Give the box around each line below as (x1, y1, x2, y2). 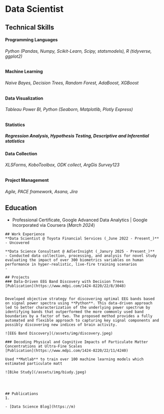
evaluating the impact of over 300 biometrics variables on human (5, 257, 144, 262)
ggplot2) (5, 53, 23, 59)
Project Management (5, 177, 49, 183)
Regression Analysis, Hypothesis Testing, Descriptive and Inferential (5, 133, 149, 139)
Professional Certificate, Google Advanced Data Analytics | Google (12, 217, 148, 223)
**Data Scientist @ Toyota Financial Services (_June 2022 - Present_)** (5, 236, 160, 241)
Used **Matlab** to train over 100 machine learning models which (5, 356, 144, 362)
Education (5, 204, 37, 212)
